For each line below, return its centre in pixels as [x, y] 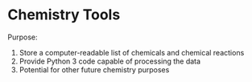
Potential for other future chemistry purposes [94, 69]
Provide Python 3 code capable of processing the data [110, 61]
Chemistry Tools [64, 15]
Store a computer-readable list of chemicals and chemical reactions [132, 52]
